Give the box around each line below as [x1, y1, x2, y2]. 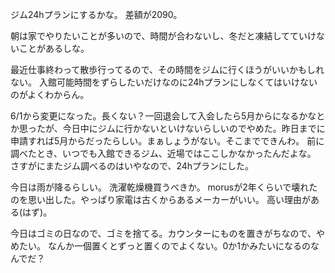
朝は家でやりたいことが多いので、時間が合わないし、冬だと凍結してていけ [10, 30, 317, 42]
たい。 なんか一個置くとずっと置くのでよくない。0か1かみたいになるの [18, 240, 312, 252]
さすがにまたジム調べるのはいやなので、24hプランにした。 [10, 160, 255, 172]
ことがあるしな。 [18, 43, 90, 54]
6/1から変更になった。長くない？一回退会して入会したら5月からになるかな [10, 110, 317, 122]
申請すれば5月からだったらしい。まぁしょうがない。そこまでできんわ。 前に [10, 135, 325, 147]
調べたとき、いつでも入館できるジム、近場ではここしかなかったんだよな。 [10, 148, 317, 159]
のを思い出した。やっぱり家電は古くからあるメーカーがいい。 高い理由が [10, 194, 311, 205]
